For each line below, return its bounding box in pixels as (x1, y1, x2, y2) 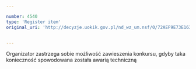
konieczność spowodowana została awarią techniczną (6, 56, 137, 64)
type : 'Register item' (6, 19, 61, 25)
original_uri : (6, 24, 41, 30)
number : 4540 (6, 13, 38, 19)
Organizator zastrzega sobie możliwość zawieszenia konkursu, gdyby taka (6, 50, 185, 57)
